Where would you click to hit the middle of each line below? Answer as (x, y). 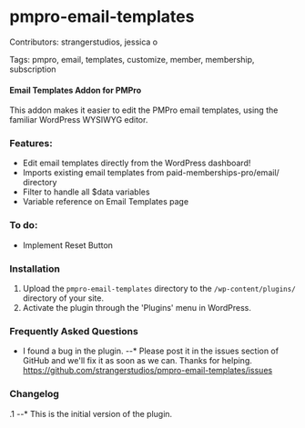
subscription (33, 69)
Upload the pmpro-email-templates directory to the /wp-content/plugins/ (159, 289)
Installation (35, 268)
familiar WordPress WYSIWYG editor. (79, 120)
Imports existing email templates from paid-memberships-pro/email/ (151, 173)
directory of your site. (63, 298)
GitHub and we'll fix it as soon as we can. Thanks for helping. (137, 361)
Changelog (34, 394)
